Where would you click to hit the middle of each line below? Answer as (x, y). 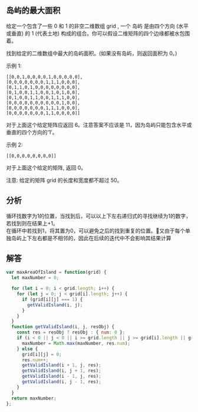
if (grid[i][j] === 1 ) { (52, 299)
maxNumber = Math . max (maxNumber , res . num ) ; (76, 343)
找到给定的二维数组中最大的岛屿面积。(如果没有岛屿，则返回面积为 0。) (92, 53)
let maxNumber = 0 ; (35, 278)
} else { (27, 349)
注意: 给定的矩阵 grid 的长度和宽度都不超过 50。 (64, 180)
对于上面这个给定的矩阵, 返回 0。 (46, 168)
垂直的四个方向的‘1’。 (32, 132)
